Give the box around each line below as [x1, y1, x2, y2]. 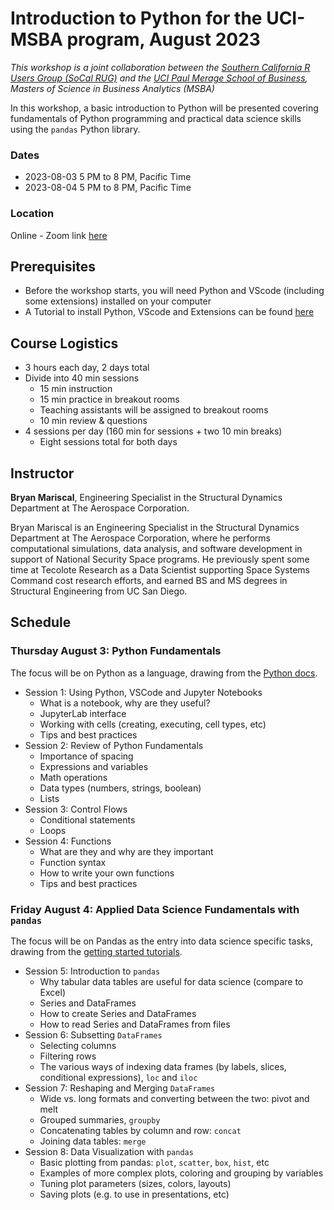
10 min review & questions [39, 415, 148, 427]
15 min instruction [39, 383, 113, 395]
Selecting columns [39, 1039, 117, 1051]
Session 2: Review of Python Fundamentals [24, 739, 204, 751]
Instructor [10, 465, 75, 482]
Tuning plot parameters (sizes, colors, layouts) [39, 1177, 232, 1189]
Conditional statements [39, 813, 136, 826]
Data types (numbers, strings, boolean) [39, 782, 202, 794]
